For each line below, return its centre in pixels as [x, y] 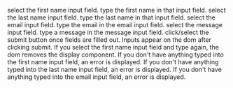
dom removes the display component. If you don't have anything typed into [115, 54]
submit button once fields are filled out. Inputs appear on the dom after [110, 40]
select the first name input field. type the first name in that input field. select [116, 10]
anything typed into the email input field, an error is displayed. [97, 77]
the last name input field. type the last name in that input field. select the [111, 17]
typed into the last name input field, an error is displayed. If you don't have [114, 69]
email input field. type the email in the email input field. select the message [115, 25]
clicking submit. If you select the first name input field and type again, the [113, 47]
